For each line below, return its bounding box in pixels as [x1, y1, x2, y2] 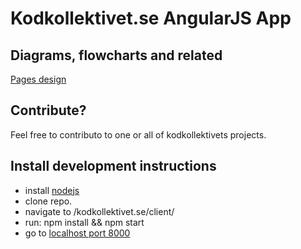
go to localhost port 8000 [24, 227, 131, 239]
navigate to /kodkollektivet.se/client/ [24, 205, 175, 217]
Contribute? [10, 102, 87, 119]
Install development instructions [10, 158, 217, 175]
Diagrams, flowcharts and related [10, 47, 223, 64]
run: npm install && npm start [24, 216, 145, 228]
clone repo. [24, 195, 73, 207]
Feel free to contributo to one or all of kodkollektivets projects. [10, 128, 267, 141]
